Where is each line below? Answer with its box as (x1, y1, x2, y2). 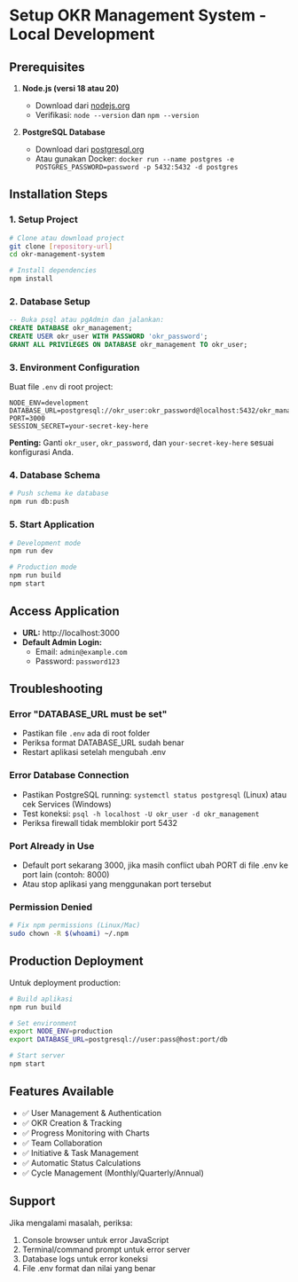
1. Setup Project (9, 214, 78, 226)
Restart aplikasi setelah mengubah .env (21, 747, 167, 758)
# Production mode (9, 562, 77, 572)
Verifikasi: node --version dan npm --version (35, 110, 200, 120)
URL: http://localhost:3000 (21, 627, 120, 638)
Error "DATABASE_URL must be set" (9, 708, 168, 720)
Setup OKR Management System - (9, 5, 267, 26)
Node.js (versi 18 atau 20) (21, 83, 120, 93)
